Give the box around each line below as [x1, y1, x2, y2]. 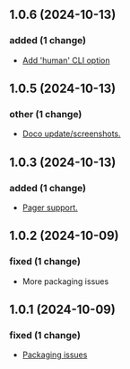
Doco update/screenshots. [22, 128, 121, 139]
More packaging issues [22, 275, 109, 287]
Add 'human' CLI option [22, 54, 110, 66]
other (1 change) [9, 108, 82, 120]
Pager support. [22, 202, 78, 213]
